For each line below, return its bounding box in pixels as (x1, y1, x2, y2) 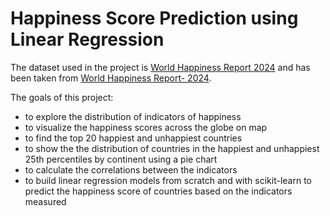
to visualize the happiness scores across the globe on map (24, 121, 268, 133)
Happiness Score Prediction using (10, 7, 299, 30)
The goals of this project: (10, 91, 114, 103)
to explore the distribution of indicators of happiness (24, 110, 242, 122)
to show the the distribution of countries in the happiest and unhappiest (24, 142, 320, 154)
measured (24, 195, 67, 207)
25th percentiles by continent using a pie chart (24, 153, 218, 165)
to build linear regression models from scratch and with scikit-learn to (24, 174, 312, 186)
